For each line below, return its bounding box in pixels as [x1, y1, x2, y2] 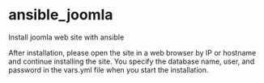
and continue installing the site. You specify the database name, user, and [8, 56, 255, 66]
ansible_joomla [8, 6, 113, 24]
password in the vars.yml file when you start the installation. [8, 64, 209, 74]
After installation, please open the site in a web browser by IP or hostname [8, 48, 257, 57]
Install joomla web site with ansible [8, 32, 125, 42]
